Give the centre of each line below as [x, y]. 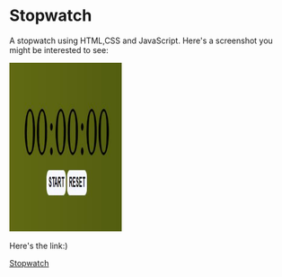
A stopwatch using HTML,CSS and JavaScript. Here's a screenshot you [141, 40]
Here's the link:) [39, 246]
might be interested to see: [59, 49]
